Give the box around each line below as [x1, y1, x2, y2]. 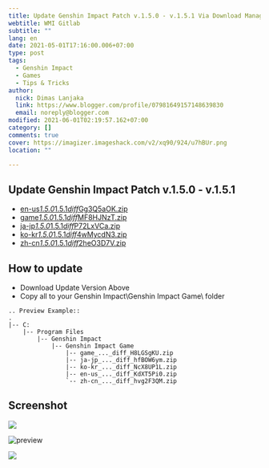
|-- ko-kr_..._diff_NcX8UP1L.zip [65, 363, 178, 371]
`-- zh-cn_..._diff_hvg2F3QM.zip [65, 377, 178, 385]
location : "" [8, 146, 52, 154]
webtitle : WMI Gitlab [8, 19, 81, 27]
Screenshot [8, 399, 68, 413]
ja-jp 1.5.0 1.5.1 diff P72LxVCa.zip [19, 222, 121, 231]
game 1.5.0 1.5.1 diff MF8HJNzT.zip [19, 213, 127, 222]
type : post [8, 49, 45, 57]
